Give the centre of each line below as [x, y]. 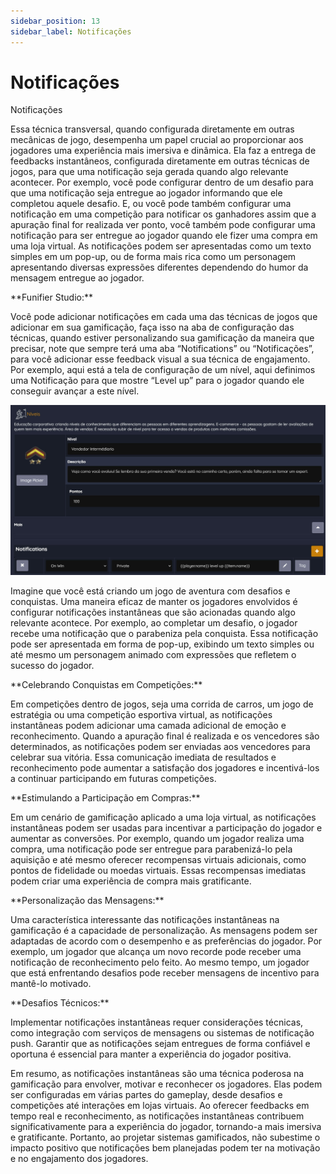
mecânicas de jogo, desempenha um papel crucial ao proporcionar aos [157, 140]
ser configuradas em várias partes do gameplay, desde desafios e [146, 1094]
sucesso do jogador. [52, 665]
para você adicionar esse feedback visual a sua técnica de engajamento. [160, 359]
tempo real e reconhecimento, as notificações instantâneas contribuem [157, 1116]
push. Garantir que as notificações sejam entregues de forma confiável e [160, 1043]
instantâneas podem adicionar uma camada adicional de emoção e [148, 725]
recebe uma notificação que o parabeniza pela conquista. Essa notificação [164, 633]
